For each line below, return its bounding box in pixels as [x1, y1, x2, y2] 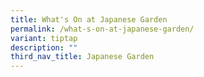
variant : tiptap [10, 33, 78, 43]
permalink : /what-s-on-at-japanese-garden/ [10, 24, 195, 34]
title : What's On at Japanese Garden [10, 14, 168, 25]
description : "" [10, 42, 78, 53]
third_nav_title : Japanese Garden [10, 52, 155, 62]
